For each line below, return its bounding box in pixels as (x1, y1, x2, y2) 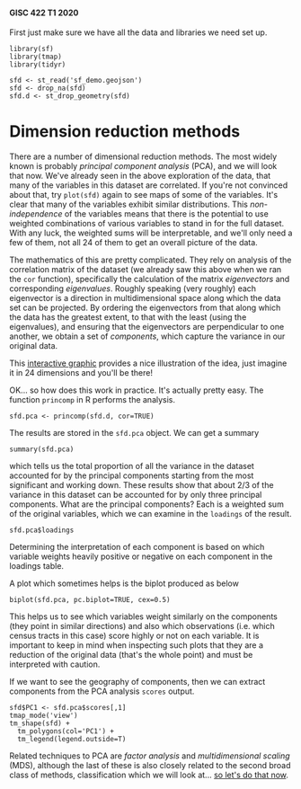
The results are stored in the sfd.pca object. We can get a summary (9, 428, 260, 439)
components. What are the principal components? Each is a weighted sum (9, 499, 285, 510)
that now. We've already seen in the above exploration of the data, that (9, 171, 271, 182)
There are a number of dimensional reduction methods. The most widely (9, 151, 278, 162)
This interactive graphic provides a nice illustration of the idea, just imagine (9, 358, 288, 368)
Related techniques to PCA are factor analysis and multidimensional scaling (9, 750, 290, 761)
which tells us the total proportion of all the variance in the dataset (9, 461, 254, 472)
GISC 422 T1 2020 (9, 7, 79, 18)
